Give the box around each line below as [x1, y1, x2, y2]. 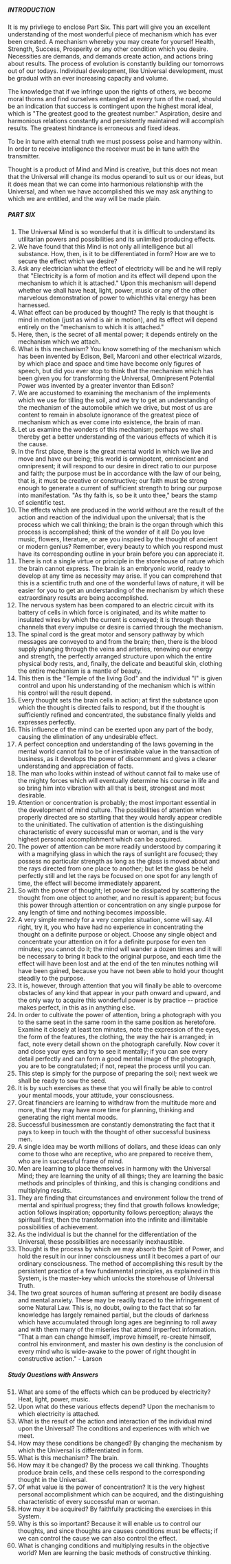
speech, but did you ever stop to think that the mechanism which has [17, 366, 214, 375]
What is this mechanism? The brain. [17, 1453, 120, 1461]
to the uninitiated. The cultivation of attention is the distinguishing [17, 820, 203, 828]
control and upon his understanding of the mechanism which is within [17, 681, 216, 689]
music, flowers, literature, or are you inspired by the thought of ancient [17, 534, 218, 543]
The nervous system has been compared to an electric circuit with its [17, 601, 214, 609]
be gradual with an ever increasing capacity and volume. [8, 74, 168, 82]
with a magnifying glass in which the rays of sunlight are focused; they [17, 849, 219, 857]
